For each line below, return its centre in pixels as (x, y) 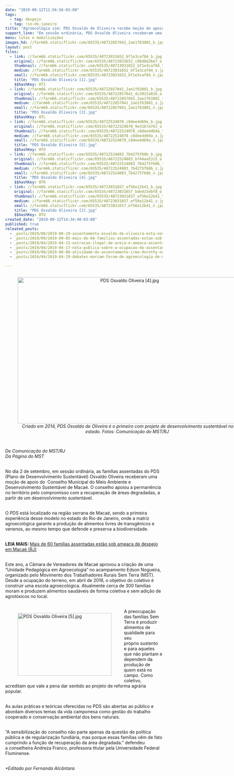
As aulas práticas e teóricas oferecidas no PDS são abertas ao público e (79, 706)
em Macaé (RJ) (21, 549)
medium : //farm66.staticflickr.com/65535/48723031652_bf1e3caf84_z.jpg (90, 71)
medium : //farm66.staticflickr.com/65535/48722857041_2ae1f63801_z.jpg (90, 103)
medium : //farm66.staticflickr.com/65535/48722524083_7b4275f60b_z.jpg (90, 168)
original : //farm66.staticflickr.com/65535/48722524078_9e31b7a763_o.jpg (92, 126)
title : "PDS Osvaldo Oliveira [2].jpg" (56, 210)
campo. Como (139, 675)
